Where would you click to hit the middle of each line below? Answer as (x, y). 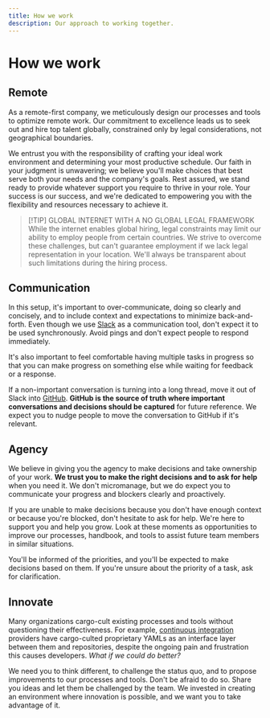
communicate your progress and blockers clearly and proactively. (117, 494)
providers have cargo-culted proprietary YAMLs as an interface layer (122, 638)
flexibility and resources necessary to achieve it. (88, 204)
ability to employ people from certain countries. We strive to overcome (145, 237)
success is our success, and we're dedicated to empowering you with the (130, 196)
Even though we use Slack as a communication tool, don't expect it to (143, 324)
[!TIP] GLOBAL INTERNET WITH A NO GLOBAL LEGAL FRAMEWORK (141, 220)
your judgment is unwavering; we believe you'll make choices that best (126, 170)
